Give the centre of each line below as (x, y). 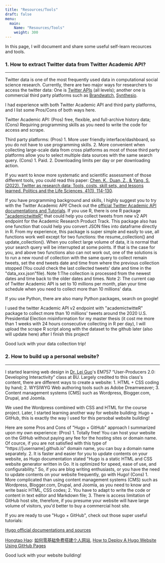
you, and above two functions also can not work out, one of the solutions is (81, 253)
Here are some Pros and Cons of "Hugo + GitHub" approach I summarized (80, 427)
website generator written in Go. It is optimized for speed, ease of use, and (81, 464)
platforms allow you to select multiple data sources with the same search (79, 155)
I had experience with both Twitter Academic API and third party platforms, (81, 105)
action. (12, 166)
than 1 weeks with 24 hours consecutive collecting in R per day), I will (75, 324)
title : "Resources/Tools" (31, 10)
